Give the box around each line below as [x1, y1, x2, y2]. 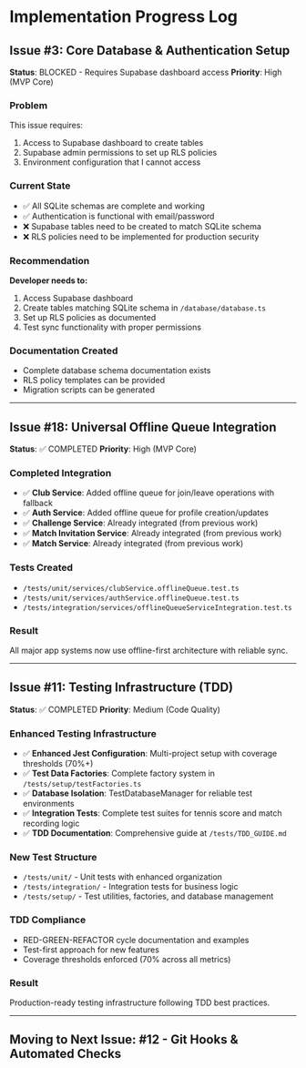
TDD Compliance [9, 913, 87, 926]
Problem [9, 98, 48, 111]
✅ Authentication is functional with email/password [22, 210, 215, 221]
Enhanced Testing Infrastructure [9, 727, 157, 739]
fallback [22, 498, 53, 509]
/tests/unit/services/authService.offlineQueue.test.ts [22, 594, 240, 603]
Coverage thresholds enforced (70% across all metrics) [22, 953, 231, 964]
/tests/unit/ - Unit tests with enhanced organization [22, 871, 223, 882]
